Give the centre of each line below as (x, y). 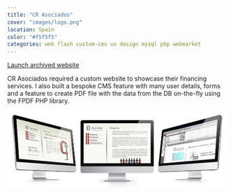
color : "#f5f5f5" (32, 37)
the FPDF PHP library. (38, 101)
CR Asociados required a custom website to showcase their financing (107, 79)
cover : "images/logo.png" (45, 22)
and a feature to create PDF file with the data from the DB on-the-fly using (114, 94)
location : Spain (31, 29)
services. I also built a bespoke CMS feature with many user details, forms (114, 86)
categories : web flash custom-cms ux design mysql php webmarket (104, 44)
